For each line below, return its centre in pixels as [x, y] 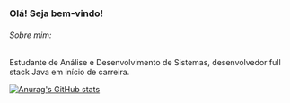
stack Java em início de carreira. [70, 72]
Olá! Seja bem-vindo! [57, 13]
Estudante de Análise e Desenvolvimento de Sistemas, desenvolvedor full [145, 63]
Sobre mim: [31, 35]
